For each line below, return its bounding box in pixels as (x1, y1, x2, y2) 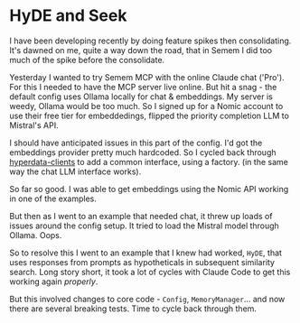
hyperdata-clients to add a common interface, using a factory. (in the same (9, 156, 289, 167)
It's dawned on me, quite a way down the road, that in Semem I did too (9, 44, 273, 55)
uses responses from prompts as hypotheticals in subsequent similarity (9, 256, 276, 267)
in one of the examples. (9, 193, 97, 204)
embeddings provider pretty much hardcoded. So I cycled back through (9, 146, 277, 158)
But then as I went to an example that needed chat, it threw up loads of (9, 210, 273, 221)
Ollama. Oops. (9, 229, 62, 240)
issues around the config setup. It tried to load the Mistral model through (9, 220, 280, 231)
